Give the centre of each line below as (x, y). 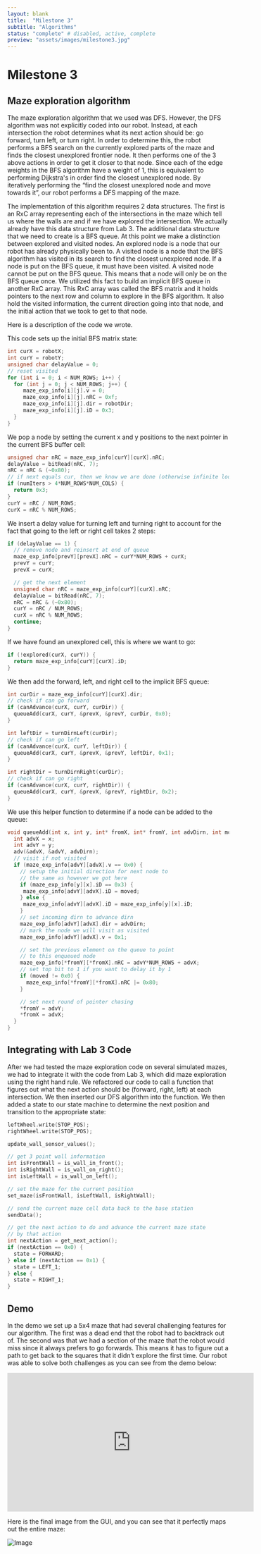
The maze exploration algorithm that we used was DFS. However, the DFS (114, 118)
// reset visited (33, 371)
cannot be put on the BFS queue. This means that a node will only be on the (117, 274)
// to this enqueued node (58, 956)
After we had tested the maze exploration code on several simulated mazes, (117, 1067)
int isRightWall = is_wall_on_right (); (66, 1170)
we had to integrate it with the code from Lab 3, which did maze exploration (117, 1074)
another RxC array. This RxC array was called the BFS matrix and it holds (113, 289)
